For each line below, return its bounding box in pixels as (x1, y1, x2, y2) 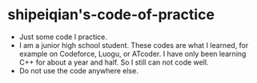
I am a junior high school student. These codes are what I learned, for (18, 40, 249, 49)
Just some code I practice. (18, 32, 107, 41)
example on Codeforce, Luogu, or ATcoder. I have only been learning (18, 49, 247, 58)
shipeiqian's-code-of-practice (7, 6, 215, 24)
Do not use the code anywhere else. (18, 65, 139, 75)
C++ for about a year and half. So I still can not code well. (18, 57, 209, 67)
